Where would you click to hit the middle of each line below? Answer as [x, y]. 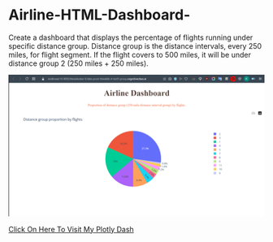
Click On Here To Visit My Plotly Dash [71, 229]
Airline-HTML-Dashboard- [100, 15]
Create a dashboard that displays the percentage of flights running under [131, 37]
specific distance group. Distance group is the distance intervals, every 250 [135, 45]
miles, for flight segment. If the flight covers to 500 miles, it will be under [130, 54]
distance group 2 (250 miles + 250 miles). [78, 63]
